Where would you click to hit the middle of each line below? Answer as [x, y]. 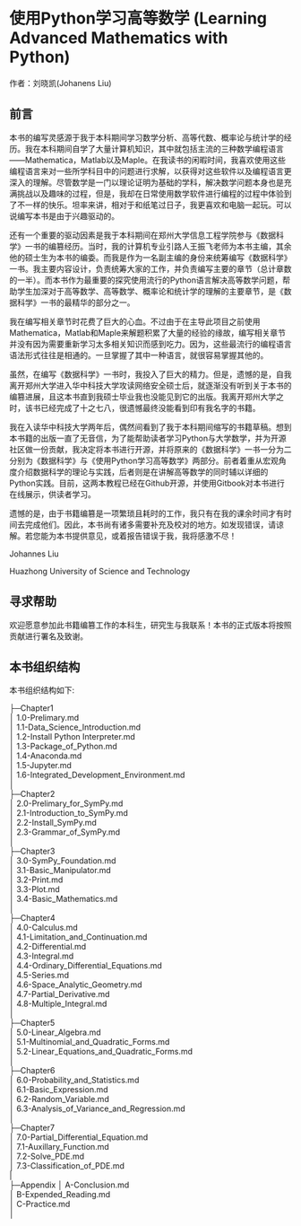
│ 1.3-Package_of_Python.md [64, 747]
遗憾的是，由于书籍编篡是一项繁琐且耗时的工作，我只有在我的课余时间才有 [146, 513]
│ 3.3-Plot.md [34, 889]
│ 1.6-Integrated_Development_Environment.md [97, 775]
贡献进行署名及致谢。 [48, 636]
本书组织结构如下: [42, 690]
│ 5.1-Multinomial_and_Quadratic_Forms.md [90, 1042]
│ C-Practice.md [40, 1204]
